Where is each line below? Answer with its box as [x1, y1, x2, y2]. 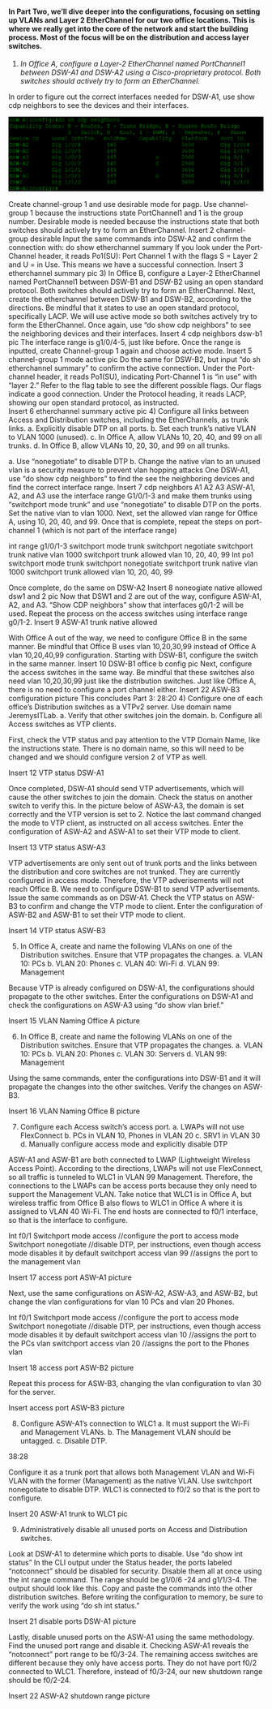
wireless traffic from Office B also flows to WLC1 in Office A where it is [8, 1198, 243, 1207]
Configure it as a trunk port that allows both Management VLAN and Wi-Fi [8, 1467, 255, 1477]
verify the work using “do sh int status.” [8, 1600, 140, 1610]
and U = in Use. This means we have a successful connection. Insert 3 [8, 260, 244, 269]
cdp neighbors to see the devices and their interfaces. [8, 101, 189, 110]
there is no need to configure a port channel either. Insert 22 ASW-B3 [8, 684, 240, 694]
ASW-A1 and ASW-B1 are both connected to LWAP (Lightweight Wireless [8, 1155, 251, 1164]
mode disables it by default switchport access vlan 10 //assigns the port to [8, 1329, 257, 1339]
